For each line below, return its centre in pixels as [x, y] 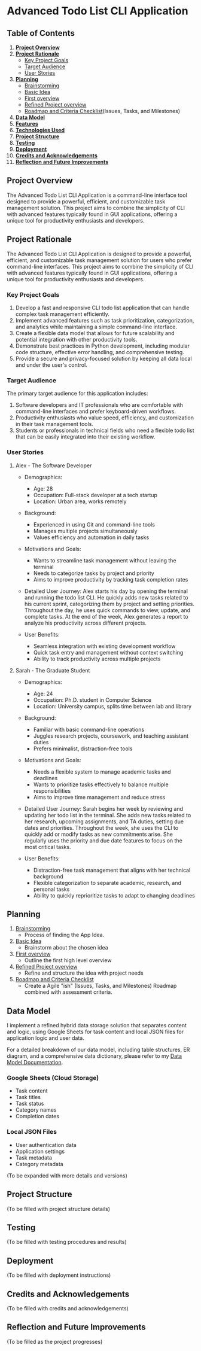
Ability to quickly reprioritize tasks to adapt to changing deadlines [114, 895]
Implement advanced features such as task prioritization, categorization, [105, 320]
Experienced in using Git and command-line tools [94, 524]
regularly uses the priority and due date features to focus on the [103, 840]
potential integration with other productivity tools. [76, 339]
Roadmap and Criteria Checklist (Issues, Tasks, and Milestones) [102, 111]
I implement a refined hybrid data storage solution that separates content [97, 1026]
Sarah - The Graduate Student [53, 670]
